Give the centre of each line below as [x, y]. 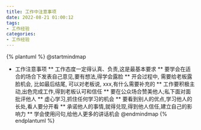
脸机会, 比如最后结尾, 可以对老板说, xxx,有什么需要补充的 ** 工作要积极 [102, 84]
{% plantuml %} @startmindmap [46, 57]
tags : [13, 23]
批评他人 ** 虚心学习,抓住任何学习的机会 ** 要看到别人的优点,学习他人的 [103, 99]
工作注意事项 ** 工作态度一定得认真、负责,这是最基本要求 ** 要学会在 [100, 69]
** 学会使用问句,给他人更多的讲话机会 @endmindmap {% [97, 114]
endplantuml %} [35, 121]
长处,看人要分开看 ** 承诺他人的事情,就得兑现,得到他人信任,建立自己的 [101, 106]
